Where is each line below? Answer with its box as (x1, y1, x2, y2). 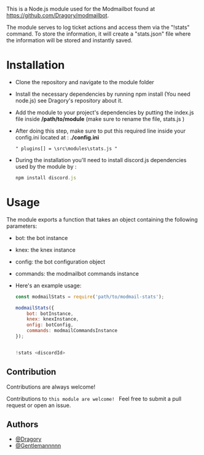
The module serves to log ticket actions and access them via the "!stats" (6, 24, 190, 31)
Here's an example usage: (15, 282, 82, 289)
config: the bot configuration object (15, 258, 106, 265)
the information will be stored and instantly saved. (6, 37, 133, 44)
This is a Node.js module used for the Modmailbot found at (6, 6, 155, 12)
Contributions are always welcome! (6, 383, 96, 391)
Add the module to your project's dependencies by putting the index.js (15, 109, 194, 116)
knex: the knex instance (15, 246, 76, 254)
